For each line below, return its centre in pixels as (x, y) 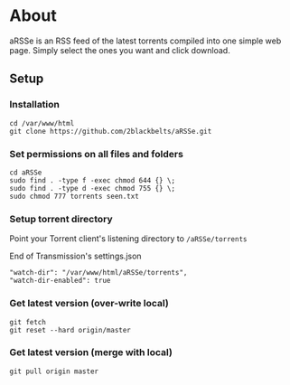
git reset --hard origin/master (70, 330)
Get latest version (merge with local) (91, 352)
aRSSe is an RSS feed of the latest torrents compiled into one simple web (145, 41)
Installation (35, 105)
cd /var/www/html (42, 123)
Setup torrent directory (61, 219)
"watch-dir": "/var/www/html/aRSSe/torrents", (98, 273)
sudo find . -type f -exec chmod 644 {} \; (93, 180)
